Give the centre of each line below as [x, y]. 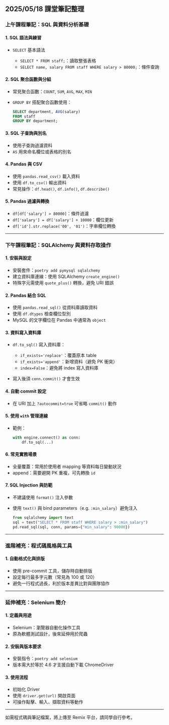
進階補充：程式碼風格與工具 [39, 546]
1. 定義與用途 [18, 615]
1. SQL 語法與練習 [23, 37]
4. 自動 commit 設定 [26, 391]
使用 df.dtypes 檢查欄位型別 [42, 314]
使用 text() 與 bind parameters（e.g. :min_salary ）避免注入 [75, 508]
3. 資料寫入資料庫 [23, 332]
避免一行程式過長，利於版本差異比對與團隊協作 [61, 583]
